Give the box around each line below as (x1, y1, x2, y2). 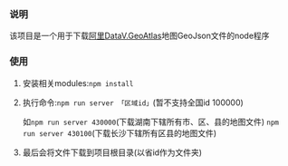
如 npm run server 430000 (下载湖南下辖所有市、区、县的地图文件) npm (22, 116, 279, 127)
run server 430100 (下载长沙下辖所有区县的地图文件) (22, 127, 217, 138)
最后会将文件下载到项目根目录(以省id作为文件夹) (22, 147, 202, 158)
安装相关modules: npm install (22, 77, 134, 88)
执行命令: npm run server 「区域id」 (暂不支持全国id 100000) (22, 97, 245, 108)
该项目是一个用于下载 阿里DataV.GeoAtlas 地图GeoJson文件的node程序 (9, 30, 270, 42)
